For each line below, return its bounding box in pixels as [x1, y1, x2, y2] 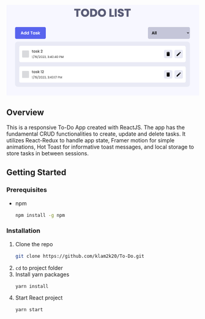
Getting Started [6, 167, 67, 178]
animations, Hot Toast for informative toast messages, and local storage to [6, 143, 195, 150]
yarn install [15, 283, 49, 289]
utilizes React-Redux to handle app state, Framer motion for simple [6, 136, 175, 144]
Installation [6, 227, 41, 235]
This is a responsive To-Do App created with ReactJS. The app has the [6, 123, 185, 131]
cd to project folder [15, 264, 63, 271]
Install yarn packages [15, 271, 70, 278]
